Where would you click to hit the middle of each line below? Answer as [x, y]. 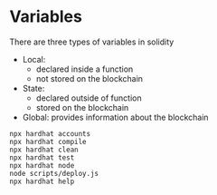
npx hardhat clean [44, 150]
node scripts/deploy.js [54, 173]
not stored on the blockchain [89, 78]
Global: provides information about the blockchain [116, 117]
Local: [34, 59]
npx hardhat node [42, 165]
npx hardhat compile [48, 141]
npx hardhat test [42, 157]
